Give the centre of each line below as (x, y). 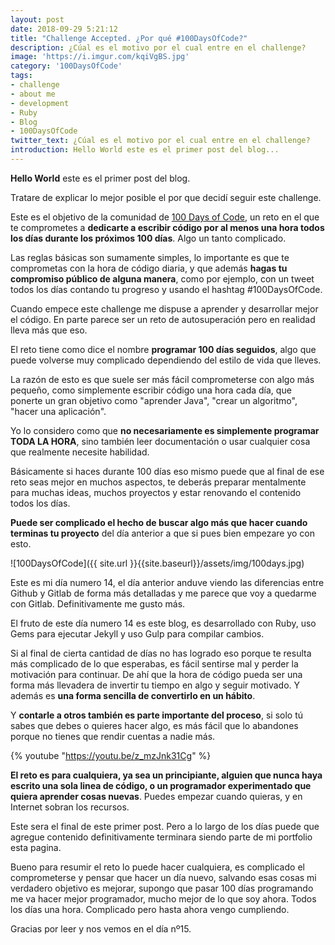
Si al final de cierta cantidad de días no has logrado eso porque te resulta (161, 653)
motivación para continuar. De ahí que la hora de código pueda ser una (156, 674)
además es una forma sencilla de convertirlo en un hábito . (133, 695)
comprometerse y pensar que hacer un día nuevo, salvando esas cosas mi (163, 877)
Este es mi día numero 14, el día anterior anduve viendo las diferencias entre (167, 582)
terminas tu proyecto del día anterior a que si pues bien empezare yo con (163, 533)
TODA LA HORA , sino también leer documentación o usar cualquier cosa (160, 441)
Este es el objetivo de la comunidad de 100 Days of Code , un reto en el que (165, 217)
